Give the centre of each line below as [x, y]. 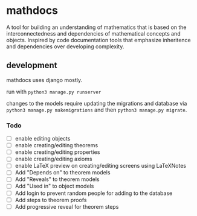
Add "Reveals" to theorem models [57, 179]
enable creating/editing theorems [57, 145]
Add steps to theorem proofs [51, 200]
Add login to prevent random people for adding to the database [94, 193]
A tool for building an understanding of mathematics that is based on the [96, 27]
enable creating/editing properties [57, 152]
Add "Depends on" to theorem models [63, 173]
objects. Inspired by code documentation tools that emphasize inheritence [99, 40]
